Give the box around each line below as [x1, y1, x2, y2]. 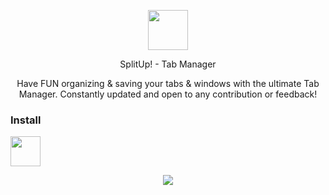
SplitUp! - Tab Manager [119, 58, 217, 70]
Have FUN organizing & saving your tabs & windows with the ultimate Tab [16, 78, 320, 89]
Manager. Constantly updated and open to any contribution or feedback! [18, 88, 318, 100]
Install [10, 113, 42, 127]
